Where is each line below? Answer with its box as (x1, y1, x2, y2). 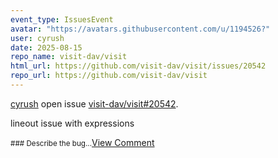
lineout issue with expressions (10, 117, 135, 129)
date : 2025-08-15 (10, 42, 83, 53)
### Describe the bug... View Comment (10, 136, 155, 148)
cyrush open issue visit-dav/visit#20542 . (10, 97, 179, 110)
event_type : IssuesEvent (10, 14, 114, 25)
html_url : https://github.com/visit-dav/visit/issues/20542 (10, 61, 267, 71)
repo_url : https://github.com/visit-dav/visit (10, 71, 208, 81)
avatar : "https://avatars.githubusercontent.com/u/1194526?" (10, 24, 271, 34)
